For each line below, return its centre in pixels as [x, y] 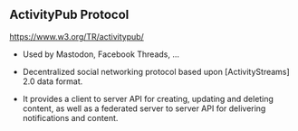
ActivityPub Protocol [69, 15]
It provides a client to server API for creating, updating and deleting [148, 98]
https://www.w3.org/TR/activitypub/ [77, 36]
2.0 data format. [53, 81]
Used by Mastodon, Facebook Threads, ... [101, 54]
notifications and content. [70, 117]
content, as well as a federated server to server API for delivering [144, 108]
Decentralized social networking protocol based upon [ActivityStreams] [156, 71]
